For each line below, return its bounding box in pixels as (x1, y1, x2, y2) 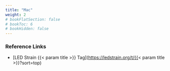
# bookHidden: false (5, 26, 49, 31)
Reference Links (5, 43, 47, 50)
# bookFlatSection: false (5, 17, 60, 22)
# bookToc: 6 (5, 21, 33, 27)
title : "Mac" (5, 7, 33, 13)
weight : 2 (5, 12, 26, 17)
